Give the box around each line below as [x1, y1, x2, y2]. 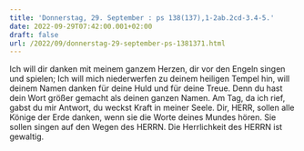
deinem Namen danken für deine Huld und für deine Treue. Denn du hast [9, 83, 283, 94]
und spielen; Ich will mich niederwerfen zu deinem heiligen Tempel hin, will [9, 74, 290, 85]
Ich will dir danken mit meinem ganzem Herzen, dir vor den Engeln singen [9, 64, 286, 75]
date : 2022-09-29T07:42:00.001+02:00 [9, 22, 153, 31]
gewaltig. [9, 131, 44, 142]
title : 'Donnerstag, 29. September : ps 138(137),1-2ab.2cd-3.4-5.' [9, 13, 275, 23]
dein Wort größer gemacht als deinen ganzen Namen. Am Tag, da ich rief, [9, 93, 286, 104]
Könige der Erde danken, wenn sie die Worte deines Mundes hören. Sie [9, 112, 277, 123]
